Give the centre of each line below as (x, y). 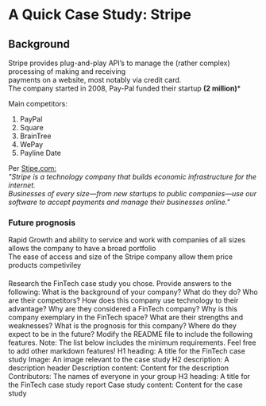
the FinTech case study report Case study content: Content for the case (126, 385)
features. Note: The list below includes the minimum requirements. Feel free (132, 342)
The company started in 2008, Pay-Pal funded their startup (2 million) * (124, 88)
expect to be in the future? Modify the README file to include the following (131, 334)
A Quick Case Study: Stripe (100, 15)
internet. (22, 185)
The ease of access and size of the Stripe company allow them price (120, 257)
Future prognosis (42, 222)
